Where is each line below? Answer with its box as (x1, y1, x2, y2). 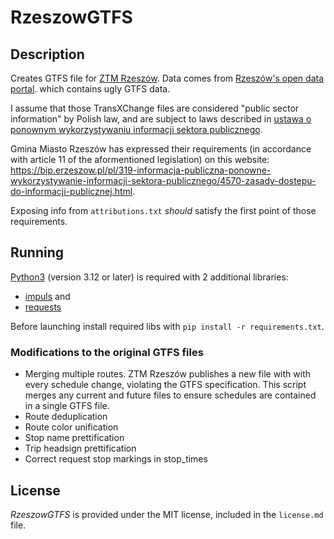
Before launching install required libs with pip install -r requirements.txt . (10, 320, 325, 332)
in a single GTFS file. (24, 400, 110, 412)
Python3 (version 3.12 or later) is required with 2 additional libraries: (10, 271, 289, 283)
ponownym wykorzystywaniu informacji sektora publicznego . (10, 124, 263, 135)
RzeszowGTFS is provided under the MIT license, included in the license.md (10, 508, 324, 520)
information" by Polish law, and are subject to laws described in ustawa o (10, 113, 312, 125)
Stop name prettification (24, 432, 125, 444)
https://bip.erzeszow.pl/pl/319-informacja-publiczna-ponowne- (10, 164, 272, 176)
